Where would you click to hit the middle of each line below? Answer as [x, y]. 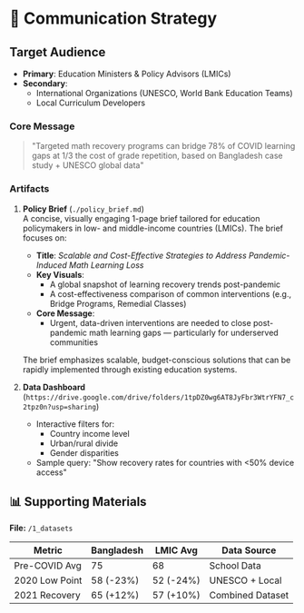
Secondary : [45, 84]
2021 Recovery [47, 596]
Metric [48, 550]
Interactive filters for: [75, 424]
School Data [235, 566]
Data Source [249, 550]
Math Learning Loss [107, 265]
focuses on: [44, 237]
